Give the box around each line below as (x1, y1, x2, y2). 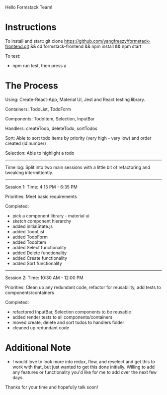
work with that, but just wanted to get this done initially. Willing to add (12, 364, 155, 370)
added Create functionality (12, 255, 68, 261)
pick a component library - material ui (12, 212, 89, 218)
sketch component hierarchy (12, 218, 72, 224)
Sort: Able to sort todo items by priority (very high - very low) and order (5, 135, 152, 141)
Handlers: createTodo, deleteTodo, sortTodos (5, 125, 98, 131)
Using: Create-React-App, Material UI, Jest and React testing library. (5, 97, 145, 102)
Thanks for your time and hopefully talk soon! (5, 384, 98, 390)
